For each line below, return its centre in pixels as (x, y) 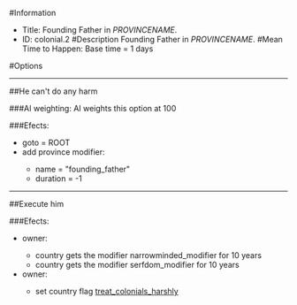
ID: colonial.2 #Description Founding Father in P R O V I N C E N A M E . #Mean (152, 39)
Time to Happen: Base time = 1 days (88, 49)
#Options (26, 66)
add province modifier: (63, 152)
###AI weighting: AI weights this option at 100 (93, 108)
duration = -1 (58, 179)
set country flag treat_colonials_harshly (107, 291)
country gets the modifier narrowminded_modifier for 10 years (148, 255)
